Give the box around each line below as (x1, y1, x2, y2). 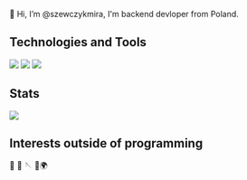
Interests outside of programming (9, 136, 204, 151)
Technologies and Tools (9, 34, 147, 50)
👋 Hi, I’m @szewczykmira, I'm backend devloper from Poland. (9, 9, 240, 19)
